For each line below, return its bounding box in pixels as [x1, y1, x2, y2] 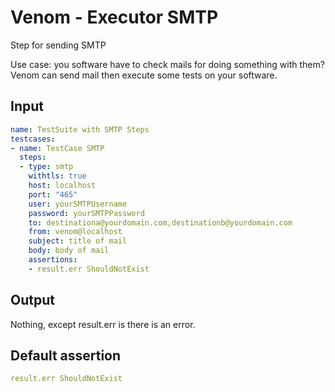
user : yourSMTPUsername [28, 199, 128, 209]
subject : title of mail [28, 236, 128, 246]
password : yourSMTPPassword [28, 208, 145, 218]
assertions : [28, 255, 78, 265]
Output [10, 292, 55, 309]
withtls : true [28, 171, 87, 181]
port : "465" [28, 189, 78, 200]
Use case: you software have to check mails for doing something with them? [10, 58, 325, 70]
